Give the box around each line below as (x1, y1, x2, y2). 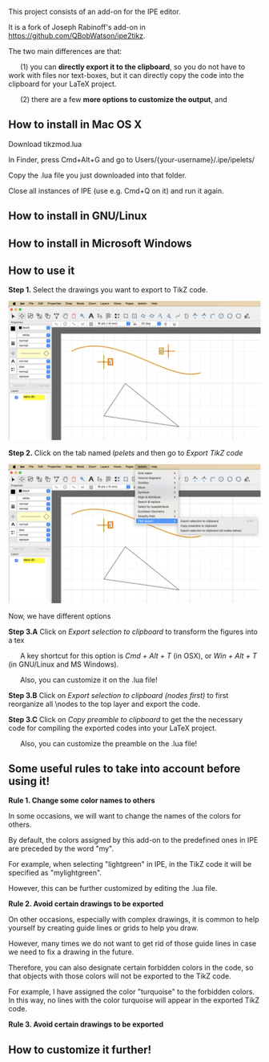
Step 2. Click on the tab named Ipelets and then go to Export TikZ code (8, 448, 243, 458)
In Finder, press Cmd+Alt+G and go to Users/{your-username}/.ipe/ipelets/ (8, 154, 255, 164)
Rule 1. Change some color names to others (8, 795, 155, 806)
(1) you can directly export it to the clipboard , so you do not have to (19, 62, 246, 71)
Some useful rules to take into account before (8, 762, 241, 776)
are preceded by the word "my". (8, 843, 114, 854)
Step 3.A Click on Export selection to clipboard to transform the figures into (8, 627, 259, 636)
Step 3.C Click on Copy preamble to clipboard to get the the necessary (8, 714, 243, 724)
